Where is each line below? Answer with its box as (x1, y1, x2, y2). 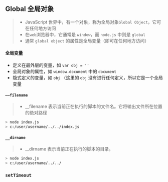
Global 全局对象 (5, 4, 54, 13)
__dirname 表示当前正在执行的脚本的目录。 (25, 146, 114, 152)
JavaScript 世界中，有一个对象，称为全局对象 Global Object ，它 (25, 19, 157, 25)
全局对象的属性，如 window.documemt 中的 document (12, 68, 117, 74)
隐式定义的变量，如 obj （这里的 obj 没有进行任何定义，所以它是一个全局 (12, 74, 163, 81)
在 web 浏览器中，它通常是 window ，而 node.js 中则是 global (25, 31, 145, 37)
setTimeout (5, 172, 32, 178)
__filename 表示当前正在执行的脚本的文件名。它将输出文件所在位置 (25, 103, 162, 109)
